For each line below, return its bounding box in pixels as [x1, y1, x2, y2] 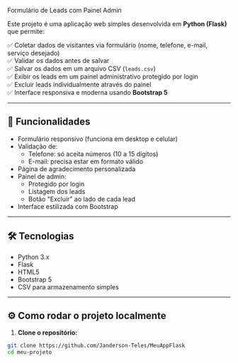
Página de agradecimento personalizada [17, 164, 136, 173]
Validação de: [17, 142, 58, 151]
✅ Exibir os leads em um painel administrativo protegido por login [7, 72, 198, 81]
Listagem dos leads [28, 187, 86, 195]
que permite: [7, 28, 45, 35]
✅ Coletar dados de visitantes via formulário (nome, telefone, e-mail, [7, 41, 208, 49]
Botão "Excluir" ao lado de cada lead [28, 195, 136, 203]
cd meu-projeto [7, 349, 52, 356]
